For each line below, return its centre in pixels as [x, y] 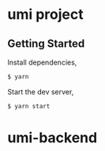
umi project [45, 15]
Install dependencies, [42, 62]
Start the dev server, [41, 91]
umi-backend [52, 137]
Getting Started [46, 44]
